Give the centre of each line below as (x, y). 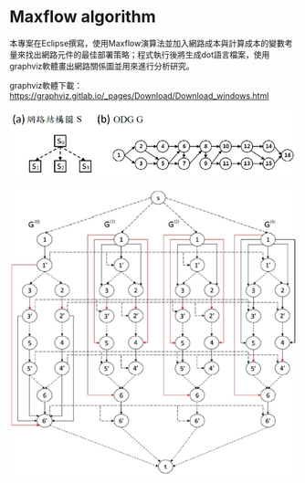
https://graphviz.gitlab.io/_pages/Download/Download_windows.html (139, 95)
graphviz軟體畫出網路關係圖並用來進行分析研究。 (102, 66)
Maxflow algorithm (83, 17)
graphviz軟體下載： (46, 85)
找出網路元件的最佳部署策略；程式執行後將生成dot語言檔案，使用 (147, 54)
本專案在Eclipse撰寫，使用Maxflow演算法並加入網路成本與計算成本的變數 (147, 43)
